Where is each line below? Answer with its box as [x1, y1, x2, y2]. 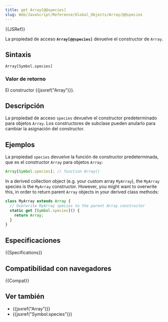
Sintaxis [5, 50, 32, 59]
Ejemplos [5, 140, 35, 149]
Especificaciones [5, 236, 61, 245]
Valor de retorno [5, 75, 46, 82]
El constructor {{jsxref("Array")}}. [5, 87, 74, 93]
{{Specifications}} [5, 250, 43, 256]
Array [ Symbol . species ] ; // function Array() [5, 169, 100, 174]
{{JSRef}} [5, 26, 25, 32]
